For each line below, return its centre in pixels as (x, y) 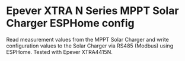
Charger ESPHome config (70, 23)
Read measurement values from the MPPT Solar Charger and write (87, 39)
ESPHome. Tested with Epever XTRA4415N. (59, 52)
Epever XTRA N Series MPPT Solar (92, 11)
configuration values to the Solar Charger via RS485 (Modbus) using (90, 46)
